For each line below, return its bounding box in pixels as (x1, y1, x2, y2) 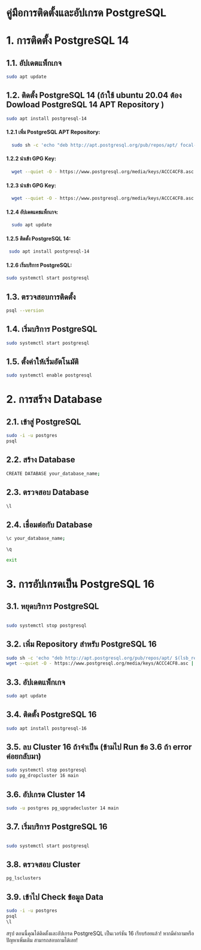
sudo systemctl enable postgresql (6, 372, 93, 378)
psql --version (6, 308, 44, 314)
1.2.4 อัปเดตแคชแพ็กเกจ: (6, 208, 59, 216)
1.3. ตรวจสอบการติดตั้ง (6, 292, 76, 302)
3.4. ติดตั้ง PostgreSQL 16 (6, 709, 97, 720)
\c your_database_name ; (6, 536, 66, 542)
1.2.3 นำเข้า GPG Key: (6, 181, 57, 189)
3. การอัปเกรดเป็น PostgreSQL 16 (6, 578, 155, 591)
